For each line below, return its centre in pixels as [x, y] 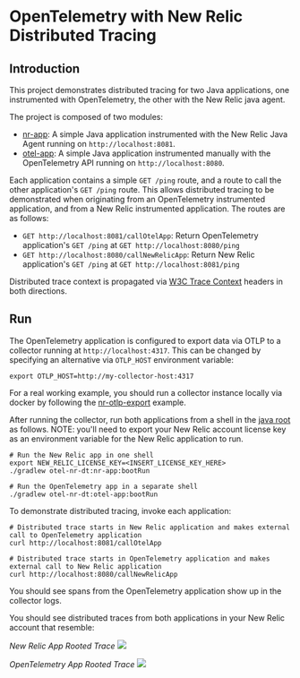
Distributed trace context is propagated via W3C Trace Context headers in [146, 281]
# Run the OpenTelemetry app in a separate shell [104, 486]
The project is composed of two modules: [86, 117]
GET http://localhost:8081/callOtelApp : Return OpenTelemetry [140, 236]
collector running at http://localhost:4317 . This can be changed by [135, 350]
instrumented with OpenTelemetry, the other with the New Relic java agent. [147, 99]
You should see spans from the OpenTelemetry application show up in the [146, 591]
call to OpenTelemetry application [76, 535]
